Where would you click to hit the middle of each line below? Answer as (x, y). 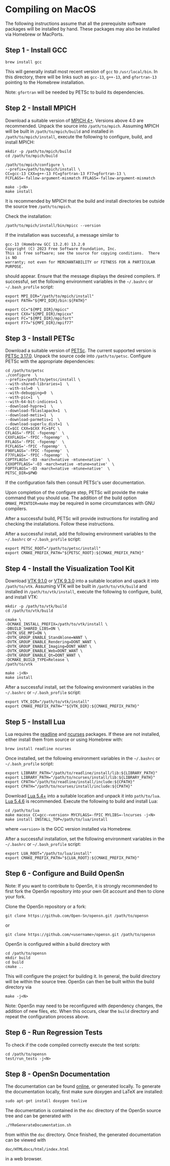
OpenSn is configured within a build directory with (58, 944)
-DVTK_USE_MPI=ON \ (26, 633)
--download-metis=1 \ (29, 415)
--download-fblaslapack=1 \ (36, 411)
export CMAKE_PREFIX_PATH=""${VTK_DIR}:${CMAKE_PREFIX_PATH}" (72, 706)
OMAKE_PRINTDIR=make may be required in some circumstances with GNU (80, 503)
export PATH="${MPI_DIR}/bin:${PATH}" (46, 301)
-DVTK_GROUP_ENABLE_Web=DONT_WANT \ (44, 651)
